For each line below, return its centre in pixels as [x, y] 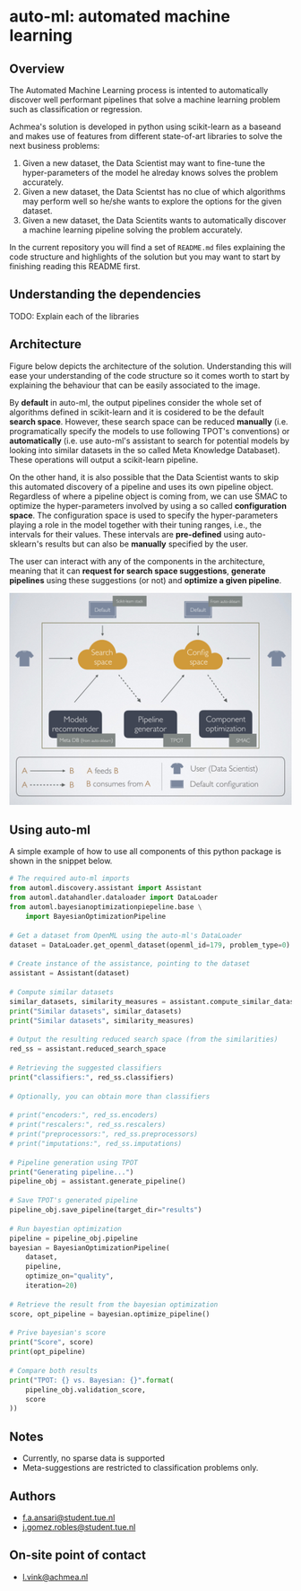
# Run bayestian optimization [66, 1228]
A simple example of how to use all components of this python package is [146, 852]
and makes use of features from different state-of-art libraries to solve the [146, 136]
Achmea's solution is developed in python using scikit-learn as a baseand [145, 127]
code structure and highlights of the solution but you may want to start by [145, 257]
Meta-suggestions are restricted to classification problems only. [140, 1468]
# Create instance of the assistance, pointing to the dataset [130, 964]
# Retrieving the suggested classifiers [86, 1068]
